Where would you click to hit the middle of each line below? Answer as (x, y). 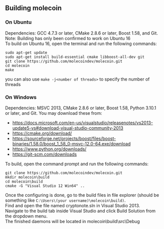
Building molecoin (33, 8)
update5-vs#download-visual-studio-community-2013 (68, 128)
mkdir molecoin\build (27, 177)
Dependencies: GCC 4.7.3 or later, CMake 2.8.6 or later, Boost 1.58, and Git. (82, 33)
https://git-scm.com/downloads (44, 154)
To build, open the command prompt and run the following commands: (77, 164)
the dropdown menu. (26, 216)
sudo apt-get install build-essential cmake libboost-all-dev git (75, 57)
